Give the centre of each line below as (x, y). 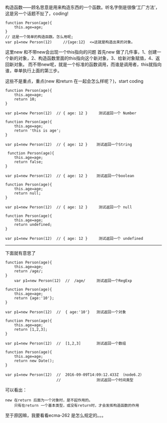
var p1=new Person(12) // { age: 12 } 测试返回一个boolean (70, 176)
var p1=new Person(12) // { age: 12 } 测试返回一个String (69, 144)
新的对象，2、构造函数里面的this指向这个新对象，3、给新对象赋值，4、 (82, 58)
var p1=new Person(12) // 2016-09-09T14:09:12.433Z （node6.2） (75, 375)
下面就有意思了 (20, 253)
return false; (29, 162)
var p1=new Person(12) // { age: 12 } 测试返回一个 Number (71, 113)
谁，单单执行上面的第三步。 (34, 70)
